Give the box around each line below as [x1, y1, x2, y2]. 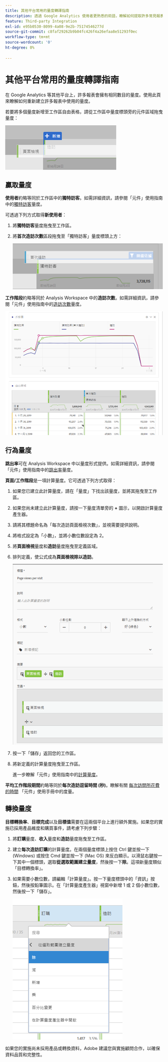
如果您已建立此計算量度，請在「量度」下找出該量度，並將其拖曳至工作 [12, 488, 157, 494]
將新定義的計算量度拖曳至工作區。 [12, 761, 83, 767]
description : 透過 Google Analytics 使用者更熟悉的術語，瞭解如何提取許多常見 [5, 13, 156, 19]
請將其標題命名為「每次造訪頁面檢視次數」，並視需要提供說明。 [12, 522, 142, 528]
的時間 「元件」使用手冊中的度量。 [5, 788, 76, 794]
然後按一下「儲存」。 [12, 888, 54, 894]
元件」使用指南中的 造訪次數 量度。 [13, 301, 84, 307]
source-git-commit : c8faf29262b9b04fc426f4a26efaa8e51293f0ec [5, 29, 137, 35]
